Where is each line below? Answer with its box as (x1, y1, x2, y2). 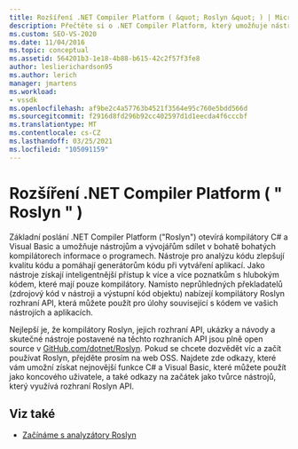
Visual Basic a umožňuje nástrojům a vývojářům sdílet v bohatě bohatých (9, 240, 277, 251)
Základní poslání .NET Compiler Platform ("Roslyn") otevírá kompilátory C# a (9, 232, 288, 242)
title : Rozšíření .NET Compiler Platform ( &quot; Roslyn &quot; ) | (9, 12, 272, 22)
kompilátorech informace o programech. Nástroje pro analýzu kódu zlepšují (9, 250, 286, 261)
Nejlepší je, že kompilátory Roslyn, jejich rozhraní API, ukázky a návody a (9, 324, 276, 335)
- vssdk (9, 95, 38, 105)
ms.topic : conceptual (9, 46, 90, 55)
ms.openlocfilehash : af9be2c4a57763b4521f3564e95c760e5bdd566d (9, 104, 248, 113)
